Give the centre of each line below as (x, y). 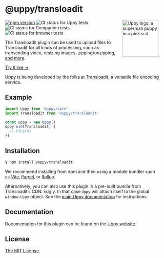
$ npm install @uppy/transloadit (39, 162)
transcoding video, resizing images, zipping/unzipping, (60, 53)
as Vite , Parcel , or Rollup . (30, 176)
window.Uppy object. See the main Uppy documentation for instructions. (76, 196)
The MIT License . (23, 251)
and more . (15, 58)
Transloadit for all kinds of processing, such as (52, 47)
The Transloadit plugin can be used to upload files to (58, 42)
